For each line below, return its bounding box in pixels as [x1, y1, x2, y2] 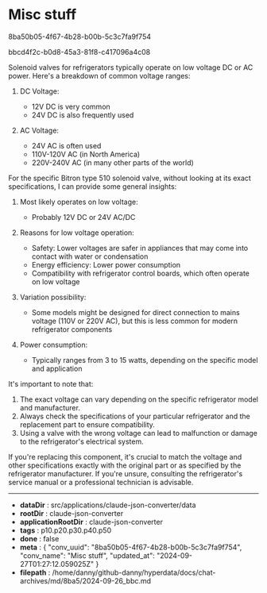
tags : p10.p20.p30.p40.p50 [19, 526, 112, 535]
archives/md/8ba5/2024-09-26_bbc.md [19, 576, 152, 585]
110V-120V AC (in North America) [31, 149, 141, 159]
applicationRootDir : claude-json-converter [19, 517, 163, 526]
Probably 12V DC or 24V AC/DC [31, 212, 136, 221]
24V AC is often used [31, 141, 102, 150]
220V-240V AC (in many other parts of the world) [31, 157, 195, 168]
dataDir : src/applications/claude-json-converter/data [19, 500, 196, 510]
